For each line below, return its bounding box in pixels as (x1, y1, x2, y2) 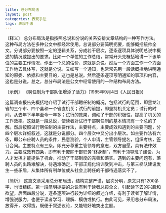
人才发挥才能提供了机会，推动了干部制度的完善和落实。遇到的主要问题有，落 (5, 155, 161, 161)
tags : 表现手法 (5, 21, 34, 26)
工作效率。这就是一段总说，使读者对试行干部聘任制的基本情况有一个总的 (5, 118, 152, 124)
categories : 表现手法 (5, 16, 47, 21)
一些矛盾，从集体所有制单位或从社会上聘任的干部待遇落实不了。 (9, 168, 139, 173)
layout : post (5, 12, 32, 17)
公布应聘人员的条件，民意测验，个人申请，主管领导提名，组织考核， (18, 136, 157, 142)
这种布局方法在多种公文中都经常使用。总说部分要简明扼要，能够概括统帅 (5, 42, 152, 47)
